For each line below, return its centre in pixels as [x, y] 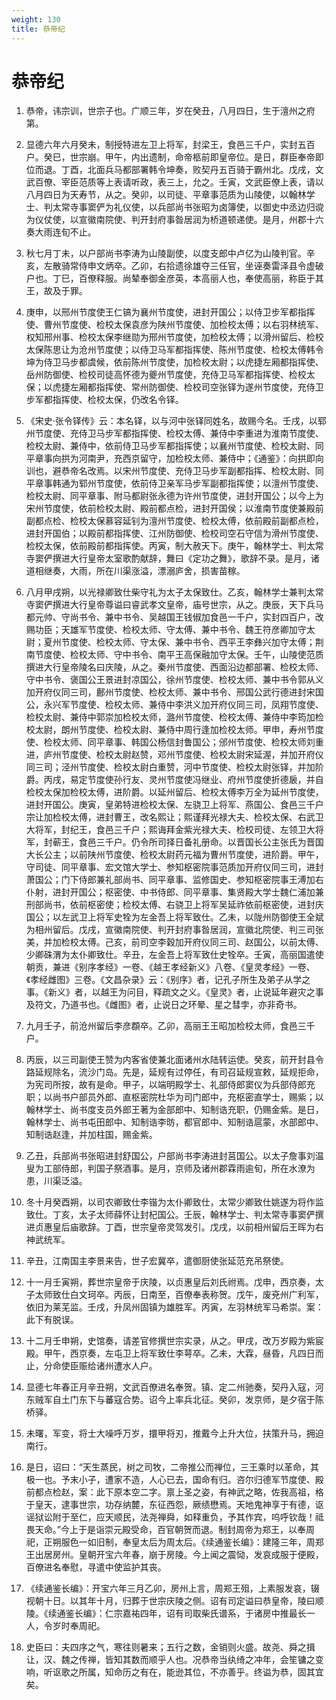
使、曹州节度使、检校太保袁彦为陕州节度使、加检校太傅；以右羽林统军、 [174, 325]
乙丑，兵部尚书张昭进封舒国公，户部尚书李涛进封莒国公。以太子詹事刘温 [174, 1156]
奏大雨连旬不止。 [61, 232]
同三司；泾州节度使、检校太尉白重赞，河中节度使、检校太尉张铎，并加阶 [174, 767]
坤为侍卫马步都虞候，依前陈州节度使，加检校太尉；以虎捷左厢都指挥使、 [174, 362]
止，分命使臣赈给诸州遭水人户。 [91, 1366]
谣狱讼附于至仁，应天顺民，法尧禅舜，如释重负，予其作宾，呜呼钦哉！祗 [174, 1517]
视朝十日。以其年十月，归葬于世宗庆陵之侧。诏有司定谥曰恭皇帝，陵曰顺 [174, 1601]
